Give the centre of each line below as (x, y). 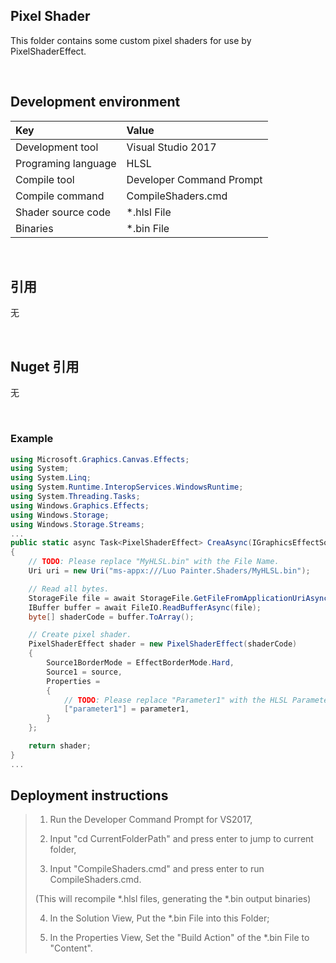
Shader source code (63, 212)
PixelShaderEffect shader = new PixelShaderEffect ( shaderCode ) (163, 644)
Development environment (95, 102)
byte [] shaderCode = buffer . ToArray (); (111, 617)
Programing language (66, 163)
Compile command (60, 196)
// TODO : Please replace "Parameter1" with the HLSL (175, 700)
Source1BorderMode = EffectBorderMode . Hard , (140, 663)
